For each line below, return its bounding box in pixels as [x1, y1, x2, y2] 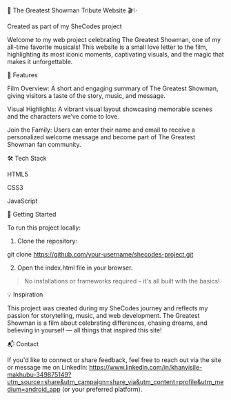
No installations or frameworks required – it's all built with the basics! [23, 277, 220, 285]
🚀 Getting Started [7, 210, 57, 218]
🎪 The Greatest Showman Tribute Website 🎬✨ [7, 6, 138, 14]
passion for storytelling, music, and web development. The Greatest [7, 312, 200, 319]
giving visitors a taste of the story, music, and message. [7, 92, 165, 99]
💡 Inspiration [7, 290, 43, 299]
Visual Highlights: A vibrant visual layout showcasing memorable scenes [7, 105, 212, 113]
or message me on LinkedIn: [7, 363, 88, 371]
